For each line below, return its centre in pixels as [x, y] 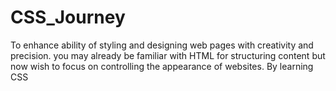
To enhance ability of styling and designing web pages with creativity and [162, 45]
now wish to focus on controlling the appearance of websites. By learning [162, 66]
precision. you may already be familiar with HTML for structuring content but [168, 55]
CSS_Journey [68, 17]
